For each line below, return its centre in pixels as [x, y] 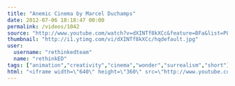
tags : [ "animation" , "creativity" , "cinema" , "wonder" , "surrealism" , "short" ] [119, 65]
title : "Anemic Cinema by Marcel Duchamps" [72, 14]
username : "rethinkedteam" [53, 53]
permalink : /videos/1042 [43, 26]
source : [19, 33]
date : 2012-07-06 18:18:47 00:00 [56, 20]
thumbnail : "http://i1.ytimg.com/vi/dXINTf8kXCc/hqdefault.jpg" [103, 40]
